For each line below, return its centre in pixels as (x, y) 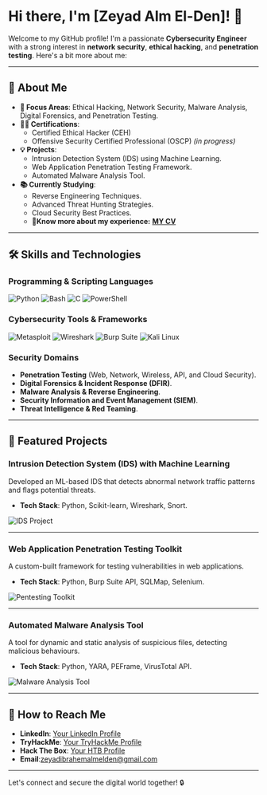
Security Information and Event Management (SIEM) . (109, 400)
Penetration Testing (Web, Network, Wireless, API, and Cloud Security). (138, 375)
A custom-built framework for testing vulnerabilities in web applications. (126, 566)
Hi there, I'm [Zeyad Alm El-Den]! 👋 (126, 16)
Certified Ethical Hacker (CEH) (81, 132)
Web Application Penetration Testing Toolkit (95, 549)
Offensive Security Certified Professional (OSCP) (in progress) (133, 141)
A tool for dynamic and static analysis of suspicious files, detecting (118, 643)
